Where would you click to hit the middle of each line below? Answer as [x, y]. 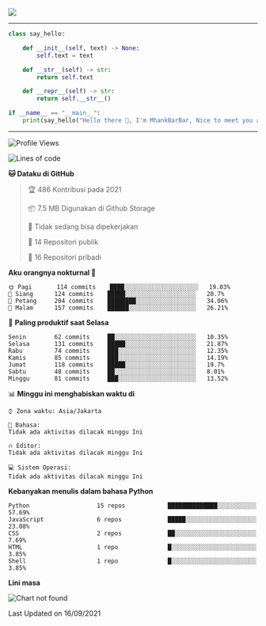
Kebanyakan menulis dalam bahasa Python [81, 491]
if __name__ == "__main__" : [55, 113]
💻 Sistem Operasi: [40, 467]
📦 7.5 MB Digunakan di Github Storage [91, 208]
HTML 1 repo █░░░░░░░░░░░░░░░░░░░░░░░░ [133, 547]
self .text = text [65, 55]
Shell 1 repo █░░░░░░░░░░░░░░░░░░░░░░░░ [133, 561]
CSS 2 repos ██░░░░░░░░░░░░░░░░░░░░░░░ [133, 533]
